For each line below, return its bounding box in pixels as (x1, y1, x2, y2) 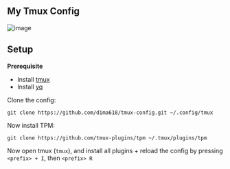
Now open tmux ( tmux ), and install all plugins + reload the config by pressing (7, 146, 223, 155)
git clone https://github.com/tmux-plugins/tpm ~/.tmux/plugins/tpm (7, 134, 207, 142)
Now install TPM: (7, 121, 56, 129)
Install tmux (16, 75, 50, 83)
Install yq (16, 82, 43, 91)
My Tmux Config (7, 5, 80, 17)
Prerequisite (7, 62, 43, 70)
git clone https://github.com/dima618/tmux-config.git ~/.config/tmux (7, 109, 214, 116)
